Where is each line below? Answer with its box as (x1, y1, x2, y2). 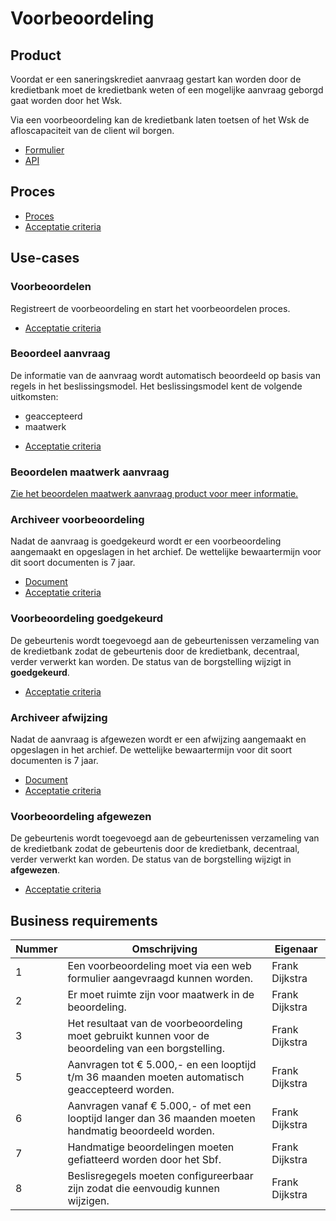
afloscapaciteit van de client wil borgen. (10, 125, 175, 136)
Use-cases (10, 250, 80, 267)
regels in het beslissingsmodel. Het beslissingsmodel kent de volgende (10, 380, 303, 392)
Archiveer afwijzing (10, 710, 108, 724)
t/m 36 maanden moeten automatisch (67, 1070, 245, 1084)
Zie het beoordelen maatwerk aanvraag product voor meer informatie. (10, 488, 299, 500)
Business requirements (10, 912, 158, 929)
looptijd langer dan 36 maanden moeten (67, 1112, 256, 1126)
